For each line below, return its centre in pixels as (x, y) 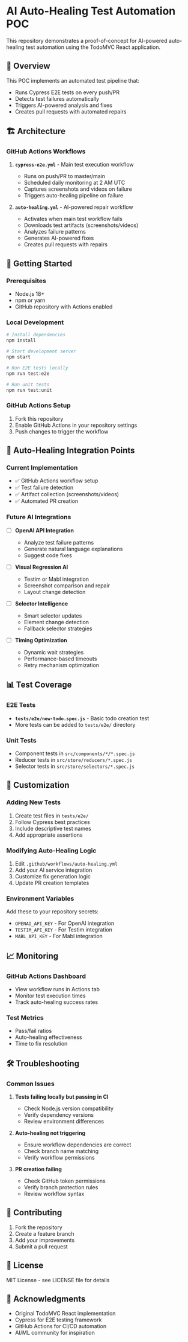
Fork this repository (39, 418)
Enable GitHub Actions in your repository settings (76, 425)
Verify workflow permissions (59, 1157)
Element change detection (56, 622)
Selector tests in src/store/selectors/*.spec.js (75, 766)
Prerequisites (26, 281)
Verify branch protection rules (61, 1187)
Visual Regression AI (41, 567)
